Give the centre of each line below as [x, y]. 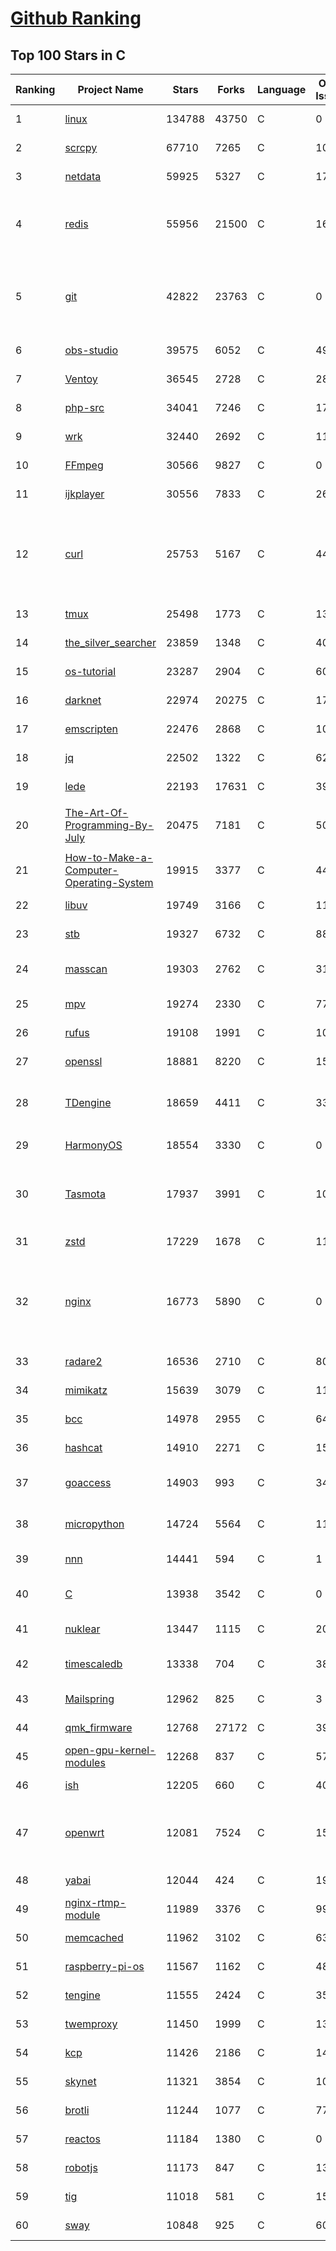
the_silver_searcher [110, 642]
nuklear [82, 1629]
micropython [94, 1524]
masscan [86, 969]
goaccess [88, 1482]
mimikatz [86, 1390]
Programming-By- [109, 825]
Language [282, 89]
